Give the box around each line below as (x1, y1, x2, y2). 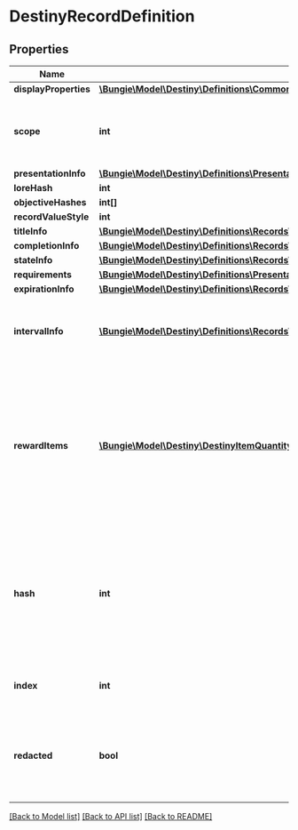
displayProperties (13, 83, 90, 95)
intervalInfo (13, 325, 64, 337)
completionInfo (13, 240, 80, 251)
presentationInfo (13, 167, 86, 180)
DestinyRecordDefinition (9, 6, 195, 27)
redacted (13, 749, 53, 762)
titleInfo (13, 225, 48, 237)
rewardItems (13, 440, 69, 451)
